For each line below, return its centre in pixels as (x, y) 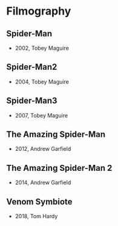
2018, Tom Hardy (36, 216)
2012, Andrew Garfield (43, 149)
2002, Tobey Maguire (42, 48)
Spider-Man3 (32, 101)
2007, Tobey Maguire (41, 115)
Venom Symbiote (39, 201)
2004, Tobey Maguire (42, 81)
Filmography (39, 11)
